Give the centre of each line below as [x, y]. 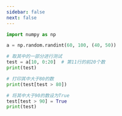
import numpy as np [31, 34]
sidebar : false [26, 12]
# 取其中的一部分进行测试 [34, 56]
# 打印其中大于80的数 [30, 79]
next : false [21, 18]
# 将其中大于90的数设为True [38, 95]
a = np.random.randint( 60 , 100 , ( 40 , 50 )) [61, 45]
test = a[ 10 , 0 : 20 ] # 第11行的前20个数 [56, 62]
